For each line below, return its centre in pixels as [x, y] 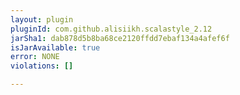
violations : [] [42, 66]
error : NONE [35, 57]
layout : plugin [42, 19]
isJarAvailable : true [55, 47]
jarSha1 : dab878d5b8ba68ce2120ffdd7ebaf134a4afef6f [120, 38]
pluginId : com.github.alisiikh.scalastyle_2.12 [111, 29]
